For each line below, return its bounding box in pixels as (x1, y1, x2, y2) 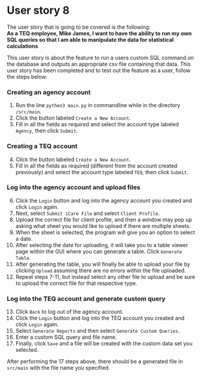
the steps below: (7, 73, 48, 80)
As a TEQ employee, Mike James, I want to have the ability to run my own (7, 29, 192, 37)
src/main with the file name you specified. (7, 364, 110, 372)
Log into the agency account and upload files (7, 183, 141, 191)
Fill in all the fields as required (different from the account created (15, 162, 178, 169)
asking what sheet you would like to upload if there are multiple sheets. (15, 222, 191, 229)
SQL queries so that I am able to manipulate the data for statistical (7, 36, 174, 43)
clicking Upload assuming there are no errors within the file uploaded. (15, 267, 186, 274)
